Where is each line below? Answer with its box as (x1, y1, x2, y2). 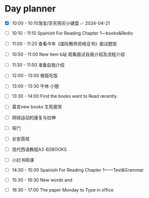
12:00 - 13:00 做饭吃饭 (11, 73, 58, 79)
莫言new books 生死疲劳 (11, 104, 62, 110)
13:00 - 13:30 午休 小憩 (11, 83, 59, 89)
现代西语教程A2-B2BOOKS (11, 146, 67, 152)
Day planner (4, 3, 56, 14)
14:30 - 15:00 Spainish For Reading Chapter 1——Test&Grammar (11, 167, 144, 173)
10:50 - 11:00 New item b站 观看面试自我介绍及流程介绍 (11, 51, 125, 57)
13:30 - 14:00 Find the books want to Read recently (11, 93, 117, 99)
